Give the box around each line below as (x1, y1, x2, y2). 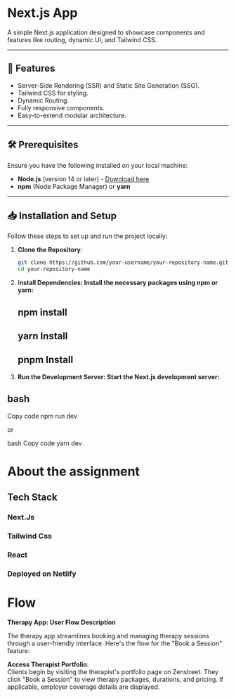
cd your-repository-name (17, 265, 91, 273)
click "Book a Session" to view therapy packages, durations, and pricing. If (7, 675, 223, 683)
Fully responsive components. (17, 103, 105, 112)
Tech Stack (7, 492, 58, 503)
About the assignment (7, 463, 140, 479)
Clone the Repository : (17, 246, 83, 254)
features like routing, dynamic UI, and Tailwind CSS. (7, 35, 157, 44)
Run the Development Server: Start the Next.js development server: (17, 372, 220, 381)
